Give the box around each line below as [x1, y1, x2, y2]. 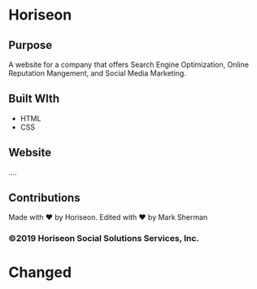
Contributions [8, 191, 81, 205]
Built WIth [8, 92, 60, 106]
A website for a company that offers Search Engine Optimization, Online [8, 59, 250, 69]
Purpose [8, 38, 53, 52]
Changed [8, 263, 72, 282]
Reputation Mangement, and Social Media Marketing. [8, 68, 187, 78]
